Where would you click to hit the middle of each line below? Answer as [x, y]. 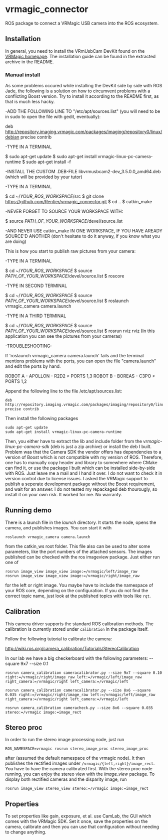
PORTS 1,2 [16, 381]
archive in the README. [29, 62]
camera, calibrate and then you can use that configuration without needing [82, 827]
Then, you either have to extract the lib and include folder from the [74, 441]
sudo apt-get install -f [48, 162]
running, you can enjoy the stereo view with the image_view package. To [80, 774]
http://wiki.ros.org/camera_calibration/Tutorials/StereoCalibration [72, 648]
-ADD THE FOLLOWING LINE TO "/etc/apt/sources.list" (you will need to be [83, 111]
